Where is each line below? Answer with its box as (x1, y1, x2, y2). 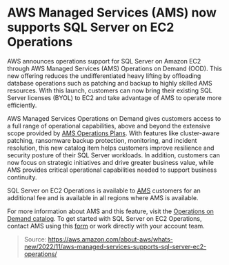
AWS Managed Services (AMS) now (7, 5, 217, 21)
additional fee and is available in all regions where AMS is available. (7, 193, 199, 202)
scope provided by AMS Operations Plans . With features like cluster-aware (7, 129, 220, 137)
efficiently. (7, 101, 37, 109)
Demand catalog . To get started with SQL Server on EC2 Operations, (7, 214, 202, 222)
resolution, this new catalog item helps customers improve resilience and (7, 144, 215, 152)
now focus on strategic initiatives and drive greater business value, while (7, 158, 214, 166)
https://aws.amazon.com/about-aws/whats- (48, 235, 174, 243)
